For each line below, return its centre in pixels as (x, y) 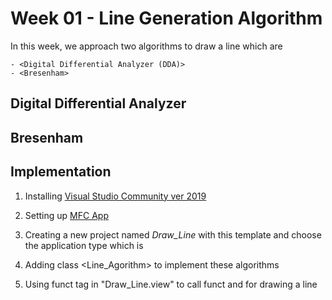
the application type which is (84, 245)
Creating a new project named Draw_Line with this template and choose (173, 234)
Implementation (61, 172)
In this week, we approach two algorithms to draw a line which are (146, 46)
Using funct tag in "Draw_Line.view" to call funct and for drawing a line (171, 284)
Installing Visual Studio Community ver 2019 (115, 196)
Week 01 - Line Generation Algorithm (166, 18)
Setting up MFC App (66, 215)
